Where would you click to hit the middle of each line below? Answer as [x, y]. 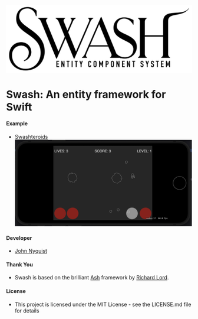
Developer [19, 237]
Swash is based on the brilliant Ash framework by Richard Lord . [92, 278]
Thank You [20, 264]
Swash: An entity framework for [86, 94]
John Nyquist [31, 251]
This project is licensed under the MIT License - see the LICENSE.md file [103, 304]
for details [27, 310]
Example [17, 123]
